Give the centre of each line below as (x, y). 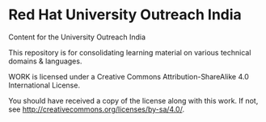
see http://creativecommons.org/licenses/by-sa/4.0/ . (96, 109)
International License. (44, 85)
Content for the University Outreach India (77, 37)
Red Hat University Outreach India (125, 15)
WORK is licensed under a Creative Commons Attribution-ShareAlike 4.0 (129, 76)
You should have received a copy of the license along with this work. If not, (133, 100)
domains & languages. (45, 61)
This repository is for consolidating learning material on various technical (130, 52)
